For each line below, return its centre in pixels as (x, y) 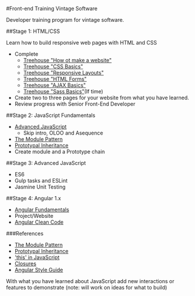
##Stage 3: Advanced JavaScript (46, 163)
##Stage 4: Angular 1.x (34, 198)
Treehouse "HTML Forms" (55, 79)
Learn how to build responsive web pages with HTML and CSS (81, 43)
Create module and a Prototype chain (60, 152)
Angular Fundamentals (42, 210)
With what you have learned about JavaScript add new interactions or (90, 281)
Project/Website (34, 216)
